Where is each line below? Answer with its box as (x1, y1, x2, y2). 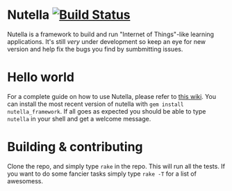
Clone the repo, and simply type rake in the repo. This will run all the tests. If (7, 162, 226, 170)
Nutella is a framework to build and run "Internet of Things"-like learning (7, 30, 214, 38)
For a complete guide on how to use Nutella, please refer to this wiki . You (7, 92, 217, 100)
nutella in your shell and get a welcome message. (7, 114, 151, 123)
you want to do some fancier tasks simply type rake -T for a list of (7, 169, 197, 178)
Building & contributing (7, 139, 144, 155)
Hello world (7, 70, 75, 85)
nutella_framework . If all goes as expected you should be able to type (7, 107, 206, 115)
